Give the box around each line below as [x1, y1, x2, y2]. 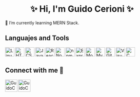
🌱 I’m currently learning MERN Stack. [5, 19, 80, 25]
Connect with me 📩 [5, 66, 64, 75]
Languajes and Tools [5, 34, 69, 42]
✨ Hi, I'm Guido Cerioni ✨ [30, 3, 134, 15]
